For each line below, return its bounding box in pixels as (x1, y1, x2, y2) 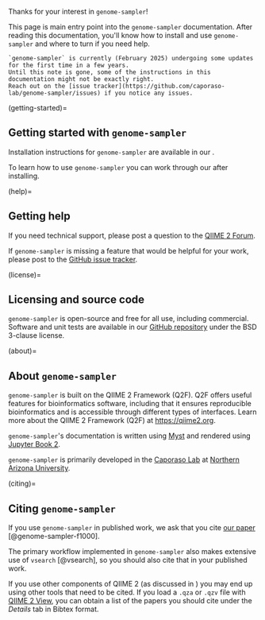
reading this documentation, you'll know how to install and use (8, 31, 213, 40)
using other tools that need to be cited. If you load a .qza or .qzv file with (8, 587, 246, 597)
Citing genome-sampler (8, 502, 117, 515)
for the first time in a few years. (8, 61, 129, 69)
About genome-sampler (8, 369, 117, 382)
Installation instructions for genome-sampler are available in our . (8, 147, 215, 157)
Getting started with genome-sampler (8, 126, 187, 140)
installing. (8, 171, 40, 180)
